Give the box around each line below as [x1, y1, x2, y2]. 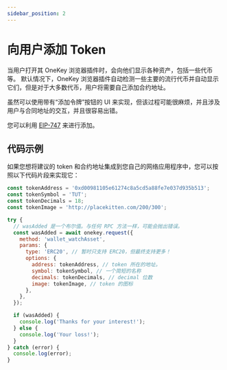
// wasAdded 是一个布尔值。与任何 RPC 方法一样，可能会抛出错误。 [13, 223, 183, 230]
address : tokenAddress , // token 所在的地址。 [32, 261, 161, 268]
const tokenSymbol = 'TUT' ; [7, 191, 88, 198]
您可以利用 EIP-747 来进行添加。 [7, 121, 99, 129]
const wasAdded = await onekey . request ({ [13, 229, 134, 236]
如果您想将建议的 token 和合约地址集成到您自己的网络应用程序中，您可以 [7, 162, 213, 171]
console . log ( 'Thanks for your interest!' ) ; [19, 318, 146, 325]
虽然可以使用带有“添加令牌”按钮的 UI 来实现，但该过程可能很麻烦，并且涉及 [7, 98, 221, 106]
